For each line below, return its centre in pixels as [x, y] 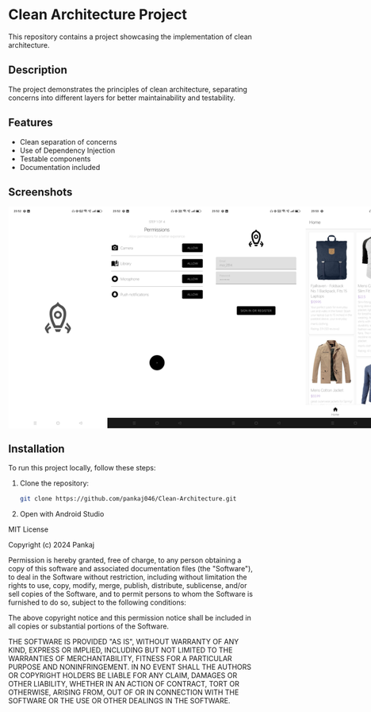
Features [31, 123]
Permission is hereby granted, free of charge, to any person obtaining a [125, 560]
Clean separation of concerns [68, 141]
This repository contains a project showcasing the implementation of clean [130, 37]
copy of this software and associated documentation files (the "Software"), [131, 569]
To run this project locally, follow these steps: [82, 468]
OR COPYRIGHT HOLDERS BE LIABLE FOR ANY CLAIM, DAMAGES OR [123, 675]
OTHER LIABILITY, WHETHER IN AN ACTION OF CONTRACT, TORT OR [124, 684]
